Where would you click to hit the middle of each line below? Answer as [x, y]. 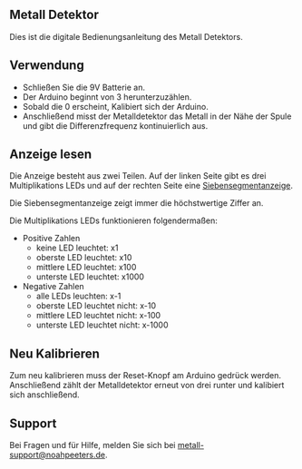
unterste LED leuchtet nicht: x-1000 [102, 325]
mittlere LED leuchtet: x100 [86, 268]
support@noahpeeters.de [58, 455]
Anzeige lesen [51, 155]
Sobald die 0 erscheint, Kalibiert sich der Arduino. [115, 106]
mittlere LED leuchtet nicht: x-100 [98, 316]
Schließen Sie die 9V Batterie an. [83, 87]
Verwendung [47, 66]
